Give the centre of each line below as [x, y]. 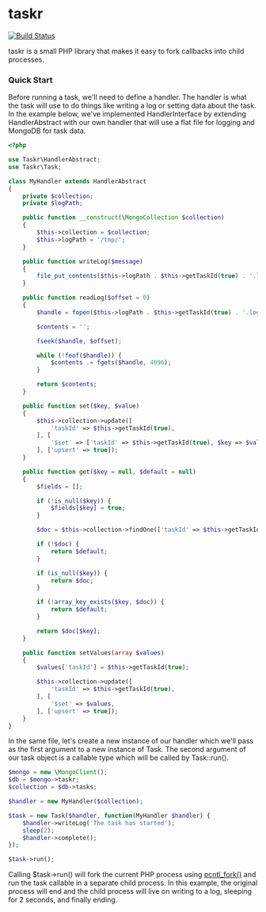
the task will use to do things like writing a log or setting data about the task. [132, 106]
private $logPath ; [53, 203]
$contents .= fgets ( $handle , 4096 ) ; [111, 363]
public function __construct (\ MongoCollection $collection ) [123, 218]
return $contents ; [67, 385]
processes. [27, 59]
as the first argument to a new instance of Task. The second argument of [127, 750]
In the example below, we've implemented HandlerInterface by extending [127, 114]
